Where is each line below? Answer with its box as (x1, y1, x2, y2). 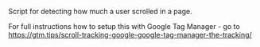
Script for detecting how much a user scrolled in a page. (8, 7, 192, 16)
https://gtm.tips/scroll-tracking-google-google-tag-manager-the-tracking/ (8, 31, 252, 39)
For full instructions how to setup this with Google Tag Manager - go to (8, 22, 240, 31)
